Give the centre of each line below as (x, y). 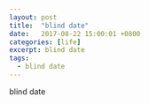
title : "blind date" (49, 26)
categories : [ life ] (45, 42)
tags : (19, 58)
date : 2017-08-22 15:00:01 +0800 (75, 33)
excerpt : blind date (47, 50)
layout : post (33, 17)
